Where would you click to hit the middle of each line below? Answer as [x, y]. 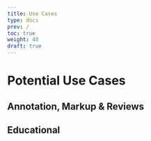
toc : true [22, 33]
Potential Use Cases [66, 81]
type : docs [23, 20]
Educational [34, 130]
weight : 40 [23, 40]
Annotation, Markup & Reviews [76, 106]
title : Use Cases [32, 14]
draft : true [24, 46]
